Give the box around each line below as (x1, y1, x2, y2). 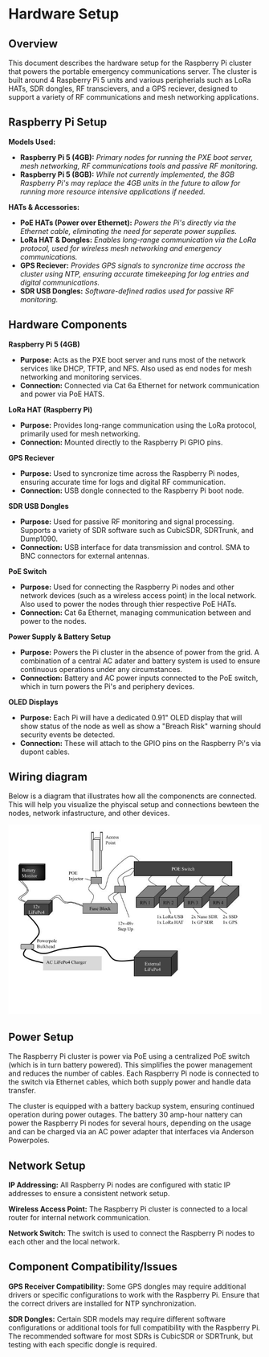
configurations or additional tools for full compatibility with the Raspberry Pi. (8, 1322, 261, 1332)
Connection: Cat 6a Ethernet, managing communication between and (19, 608, 251, 617)
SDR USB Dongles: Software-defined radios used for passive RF (19, 286, 234, 296)
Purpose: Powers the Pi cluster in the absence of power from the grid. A (19, 647, 259, 657)
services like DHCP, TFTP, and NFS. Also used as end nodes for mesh (19, 363, 252, 373)
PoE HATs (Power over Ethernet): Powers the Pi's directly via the (19, 218, 237, 228)
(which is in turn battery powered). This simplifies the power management (8, 1060, 253, 1070)
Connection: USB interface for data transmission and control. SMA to (19, 542, 251, 551)
